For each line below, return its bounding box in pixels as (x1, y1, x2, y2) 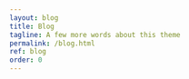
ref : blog (9, 47, 47, 56)
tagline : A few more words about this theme (9, 30, 181, 39)
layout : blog (9, 13, 59, 23)
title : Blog (9, 22, 55, 31)
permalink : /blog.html (9, 38, 95, 48)
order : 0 (9, 55, 43, 64)
